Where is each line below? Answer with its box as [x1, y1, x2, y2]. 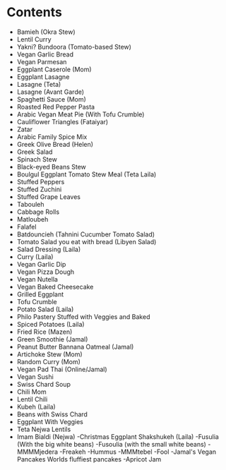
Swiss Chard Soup [16, 380, 71, 388]
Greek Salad [16, 147, 53, 156]
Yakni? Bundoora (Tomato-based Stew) [16, 42, 132, 51]
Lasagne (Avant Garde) [16, 88, 85, 96]
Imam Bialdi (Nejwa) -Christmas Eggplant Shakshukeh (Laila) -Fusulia [16, 432, 220, 441]
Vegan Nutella [16, 275, 58, 283]
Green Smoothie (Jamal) [16, 335, 88, 343]
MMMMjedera [16, 447, 58, 456]
